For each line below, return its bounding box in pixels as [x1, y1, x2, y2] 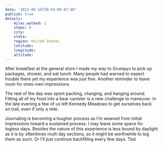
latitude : [14, 43, 34, 48]
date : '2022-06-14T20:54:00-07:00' [5, 7, 77, 12]
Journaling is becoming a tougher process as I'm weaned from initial [5, 115, 142, 122]
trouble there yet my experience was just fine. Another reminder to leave [5, 76, 150, 82]
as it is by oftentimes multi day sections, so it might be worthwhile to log [5, 131, 149, 137]
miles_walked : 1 [14, 20, 47, 26]
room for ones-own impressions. [5, 81, 70, 87]
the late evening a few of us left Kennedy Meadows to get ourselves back [5, 101, 152, 107]
